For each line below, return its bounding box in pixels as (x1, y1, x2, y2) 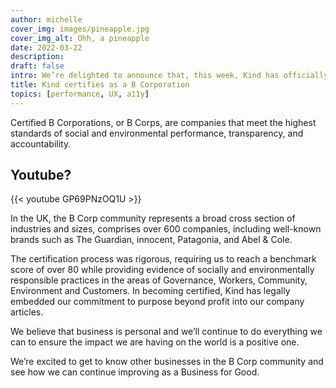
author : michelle (10, 14, 83, 25)
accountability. (10, 137, 72, 150)
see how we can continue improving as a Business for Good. (10, 366, 260, 378)
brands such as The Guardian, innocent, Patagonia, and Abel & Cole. (10, 234, 293, 246)
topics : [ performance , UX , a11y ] (10, 89, 150, 99)
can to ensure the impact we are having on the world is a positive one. (10, 336, 300, 348)
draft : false (10, 61, 65, 71)
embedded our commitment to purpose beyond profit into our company (10, 296, 305, 308)
